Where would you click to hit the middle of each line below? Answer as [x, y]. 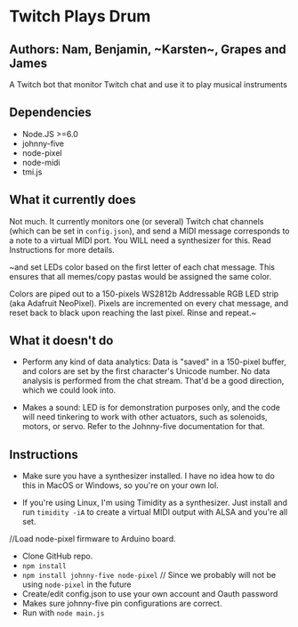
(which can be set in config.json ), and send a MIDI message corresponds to [150, 231]
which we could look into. [69, 390]
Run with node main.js [63, 613]
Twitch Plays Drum [80, 16]
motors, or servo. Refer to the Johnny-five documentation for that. [143, 427]
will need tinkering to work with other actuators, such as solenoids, [145, 417]
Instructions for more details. [62, 249]
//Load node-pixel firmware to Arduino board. [93, 539]
